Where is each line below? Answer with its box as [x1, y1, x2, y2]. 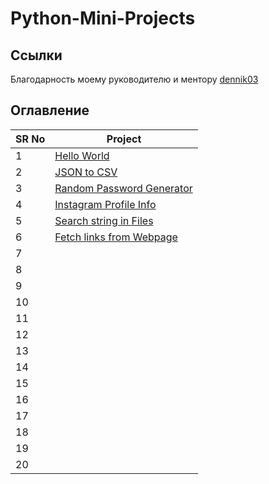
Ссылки [10, 47, 63, 64]
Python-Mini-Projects [10, 7, 196, 30]
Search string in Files [54, 213, 154, 227]
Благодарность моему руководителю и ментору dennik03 [10, 73, 259, 85]
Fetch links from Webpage [54, 230, 178, 244]
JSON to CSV [54, 165, 118, 179]
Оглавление [10, 102, 90, 119]
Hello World [54, 148, 110, 162]
